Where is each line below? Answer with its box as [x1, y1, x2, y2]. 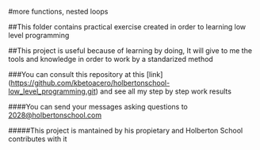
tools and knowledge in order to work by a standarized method [8, 55, 214, 63]
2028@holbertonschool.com [8, 110, 102, 120]
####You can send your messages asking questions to [8, 102, 188, 111]
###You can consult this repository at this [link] [8, 70, 163, 79]
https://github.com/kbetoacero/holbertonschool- [10, 79, 170, 87]
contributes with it [8, 134, 67, 144]
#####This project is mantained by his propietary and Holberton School [8, 126, 243, 135]
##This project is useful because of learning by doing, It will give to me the [8, 46, 252, 55]
